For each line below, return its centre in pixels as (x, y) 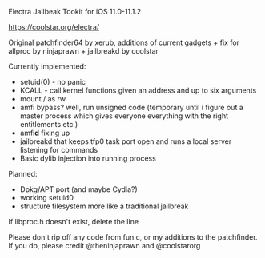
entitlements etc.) (49, 124)
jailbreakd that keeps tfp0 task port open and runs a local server (126, 141)
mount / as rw (43, 99)
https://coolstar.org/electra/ (54, 27)
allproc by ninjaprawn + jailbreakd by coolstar (83, 51)
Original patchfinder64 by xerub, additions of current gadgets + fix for (124, 42)
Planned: (23, 174)
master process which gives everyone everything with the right (124, 116)
